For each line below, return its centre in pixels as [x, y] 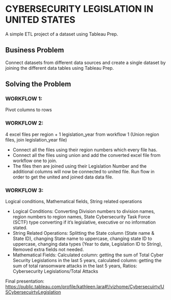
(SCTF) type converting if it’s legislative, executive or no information [84, 222]
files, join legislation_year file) [36, 139]
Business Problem [35, 50]
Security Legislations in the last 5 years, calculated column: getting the [87, 261]
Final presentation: [25, 281]
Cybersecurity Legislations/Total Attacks [55, 271]
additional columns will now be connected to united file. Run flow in [83, 171]
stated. [20, 228]
